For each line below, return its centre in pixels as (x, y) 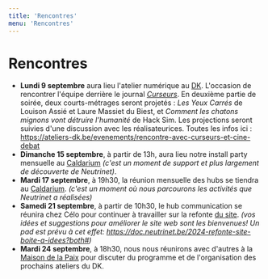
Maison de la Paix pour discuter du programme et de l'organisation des (138, 258)
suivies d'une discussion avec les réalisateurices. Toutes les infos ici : (136, 129)
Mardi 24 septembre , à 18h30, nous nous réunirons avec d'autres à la (136, 249)
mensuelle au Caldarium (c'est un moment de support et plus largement (140, 163)
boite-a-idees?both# (54, 240)
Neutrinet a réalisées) (56, 197)
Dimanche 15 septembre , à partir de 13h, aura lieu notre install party (134, 154)
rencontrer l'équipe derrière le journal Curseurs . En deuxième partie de (138, 95)
